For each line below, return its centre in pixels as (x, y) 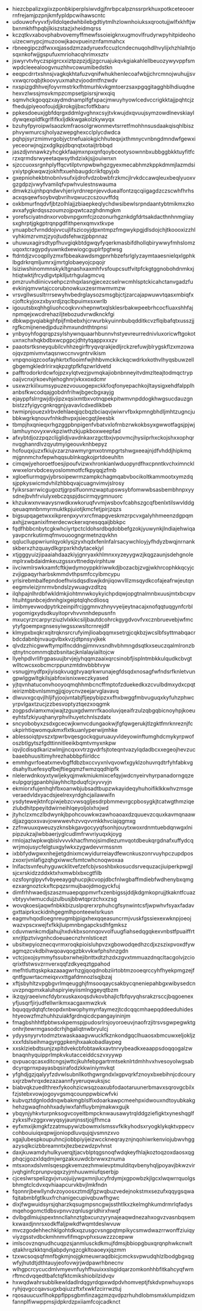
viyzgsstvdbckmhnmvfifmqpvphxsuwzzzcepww (73, 1237)
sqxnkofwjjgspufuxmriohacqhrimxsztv (60, 54)
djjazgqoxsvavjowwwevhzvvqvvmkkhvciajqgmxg (74, 821)
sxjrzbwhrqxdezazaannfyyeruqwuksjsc (61, 1081)
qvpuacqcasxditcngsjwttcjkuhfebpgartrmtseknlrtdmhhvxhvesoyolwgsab (103, 1061)
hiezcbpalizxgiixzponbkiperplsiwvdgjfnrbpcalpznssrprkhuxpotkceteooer (103, 9)
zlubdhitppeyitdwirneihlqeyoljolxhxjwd (60, 808)
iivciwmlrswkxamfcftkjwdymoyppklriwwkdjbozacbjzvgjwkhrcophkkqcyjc (103, 567)
